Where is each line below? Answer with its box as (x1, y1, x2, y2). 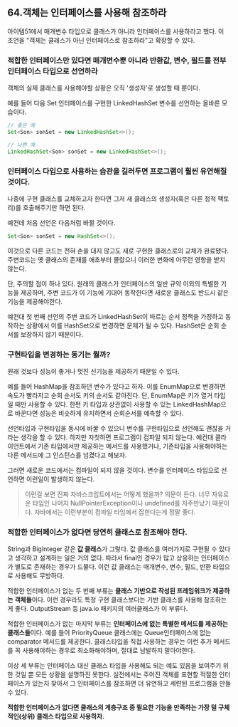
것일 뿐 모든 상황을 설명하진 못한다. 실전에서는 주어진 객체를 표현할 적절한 (14, 670, 218, 679)
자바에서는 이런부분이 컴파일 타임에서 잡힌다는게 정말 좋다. (34, 508, 196, 516)
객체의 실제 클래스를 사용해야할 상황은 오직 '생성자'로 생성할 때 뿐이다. (7, 84, 201, 93)
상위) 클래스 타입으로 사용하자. (21, 712, 105, 721)
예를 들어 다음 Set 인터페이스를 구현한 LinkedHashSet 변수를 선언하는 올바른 (7, 99, 220, 108)
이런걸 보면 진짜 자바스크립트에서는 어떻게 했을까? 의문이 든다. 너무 (24, 490, 211, 498)
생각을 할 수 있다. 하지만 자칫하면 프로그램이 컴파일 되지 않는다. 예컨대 (20, 433, 214, 441)
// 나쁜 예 (7, 141, 36, 148)
